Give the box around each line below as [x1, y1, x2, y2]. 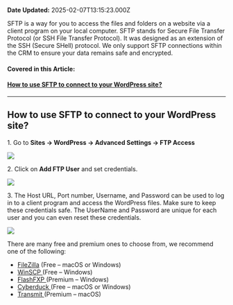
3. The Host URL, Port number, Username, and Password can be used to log [7, 191, 225, 200]
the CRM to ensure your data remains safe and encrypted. [7, 49, 173, 57]
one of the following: [7, 247, 67, 255]
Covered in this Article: [7, 64, 76, 73]
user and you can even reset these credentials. [7, 213, 141, 221]
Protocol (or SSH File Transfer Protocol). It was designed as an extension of [7, 34, 223, 42]
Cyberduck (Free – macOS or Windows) [17, 282, 131, 290]
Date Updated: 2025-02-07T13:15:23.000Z [7, 6, 130, 14]
